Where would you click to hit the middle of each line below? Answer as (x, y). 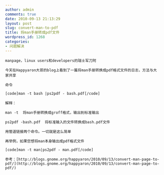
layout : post (18, 23)
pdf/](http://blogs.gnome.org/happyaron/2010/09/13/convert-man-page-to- (82, 163)
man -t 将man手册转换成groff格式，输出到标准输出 (52, 113)
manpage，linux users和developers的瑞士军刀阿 (51, 60)
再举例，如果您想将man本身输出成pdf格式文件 (45, 141)
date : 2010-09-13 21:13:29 (33, 19)
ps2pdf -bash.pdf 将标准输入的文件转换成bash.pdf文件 (58, 122)
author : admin (20, 10)
